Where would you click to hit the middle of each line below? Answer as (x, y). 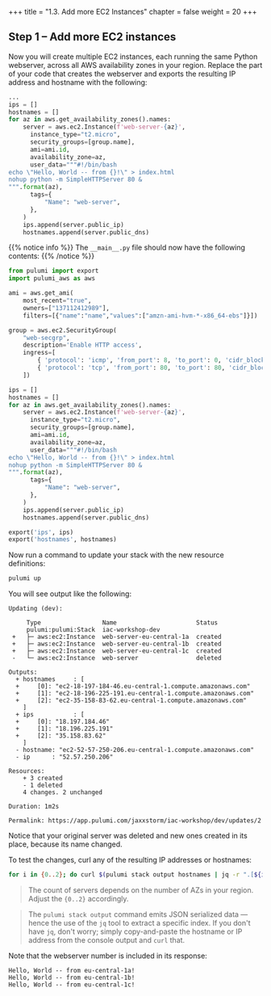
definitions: (27, 564)
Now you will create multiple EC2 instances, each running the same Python (133, 57)
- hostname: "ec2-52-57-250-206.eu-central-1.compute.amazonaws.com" (135, 750)
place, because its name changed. (65, 844)
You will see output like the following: (70, 594)
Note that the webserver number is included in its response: (108, 956)
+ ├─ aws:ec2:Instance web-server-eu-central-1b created (117, 644)
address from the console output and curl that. (106, 940)
